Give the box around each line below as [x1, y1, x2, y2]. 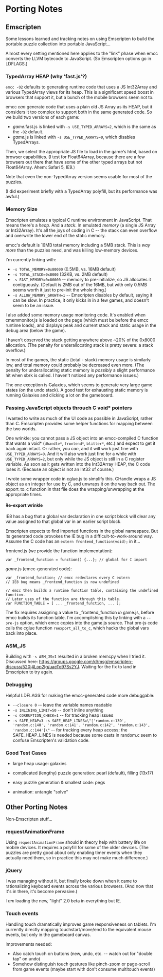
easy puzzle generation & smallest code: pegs [12, 779, 105, 785]
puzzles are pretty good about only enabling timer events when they [5, 850, 143, 855]
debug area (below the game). [5, 327, 66, 333]
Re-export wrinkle [5, 502, 43, 508]
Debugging [5, 681, 33, 688]
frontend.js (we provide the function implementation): [5, 548, 113, 554]
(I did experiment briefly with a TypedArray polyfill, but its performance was [5, 188, 158, 194]
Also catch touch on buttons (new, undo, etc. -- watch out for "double [12, 951, 153, 956]
